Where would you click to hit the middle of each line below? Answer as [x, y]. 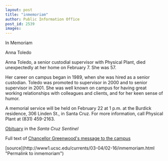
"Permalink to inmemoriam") [34, 153]
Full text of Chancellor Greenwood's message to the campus [68, 138]
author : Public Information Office [43, 19]
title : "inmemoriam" [27, 15]
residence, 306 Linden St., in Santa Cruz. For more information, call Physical [84, 114]
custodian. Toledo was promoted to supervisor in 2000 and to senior [76, 83]
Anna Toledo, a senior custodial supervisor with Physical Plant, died [75, 62]
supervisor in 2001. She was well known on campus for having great [76, 88]
